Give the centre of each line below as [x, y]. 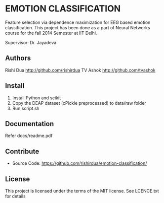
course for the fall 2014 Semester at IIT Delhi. [51, 33]
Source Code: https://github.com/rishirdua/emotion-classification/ [80, 163]
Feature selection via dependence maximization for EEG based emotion [78, 22]
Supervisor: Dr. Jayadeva [31, 42]
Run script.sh [26, 108]
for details [15, 196]
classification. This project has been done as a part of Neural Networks [78, 27]
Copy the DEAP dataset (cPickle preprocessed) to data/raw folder [79, 103]
